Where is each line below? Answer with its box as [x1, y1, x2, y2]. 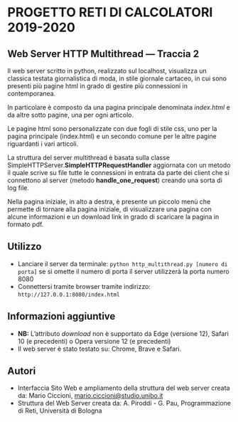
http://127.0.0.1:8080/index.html [17, 291, 120, 298]
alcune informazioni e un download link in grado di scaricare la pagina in [7, 213, 220, 221]
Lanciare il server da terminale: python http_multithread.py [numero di [17, 259, 228, 268]
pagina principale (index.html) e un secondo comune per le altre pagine [7, 132, 217, 140]
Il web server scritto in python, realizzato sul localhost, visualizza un [7, 67, 207, 75]
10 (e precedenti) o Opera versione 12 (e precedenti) [17, 337, 171, 345]
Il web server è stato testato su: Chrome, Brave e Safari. [17, 344, 182, 353]
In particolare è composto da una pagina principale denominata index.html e [7, 103, 231, 111]
